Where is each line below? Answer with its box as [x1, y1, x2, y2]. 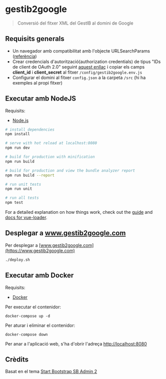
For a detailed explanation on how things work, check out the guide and [5, 209, 153, 215]
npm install [5, 132, 30, 137]
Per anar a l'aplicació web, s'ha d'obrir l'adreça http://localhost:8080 [5, 340, 147, 346]
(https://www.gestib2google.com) [5, 247, 75, 253]
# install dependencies [5, 127, 55, 132]
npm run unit [5, 186, 32, 191]
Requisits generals [5, 35, 65, 43]
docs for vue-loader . [5, 214, 47, 221]
